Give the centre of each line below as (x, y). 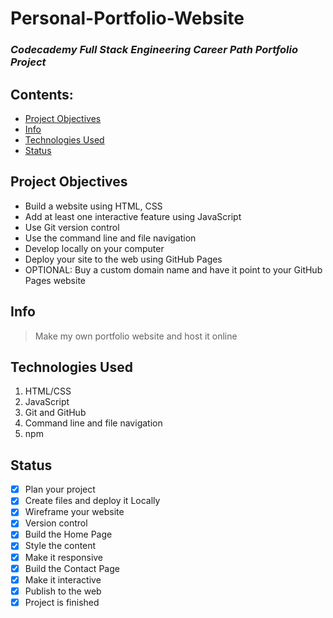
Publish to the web (63, 591)
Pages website (55, 280)
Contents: (42, 94)
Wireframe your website (74, 512)
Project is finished (62, 602)
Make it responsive (64, 557)
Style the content (60, 546)
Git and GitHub (55, 413)
